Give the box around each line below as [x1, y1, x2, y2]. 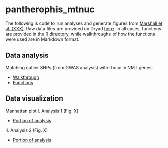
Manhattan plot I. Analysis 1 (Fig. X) [5, 108, 79, 114]
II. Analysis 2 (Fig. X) [5, 127, 48, 133]
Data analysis [5, 51, 49, 60]
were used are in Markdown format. [5, 36, 80, 42]
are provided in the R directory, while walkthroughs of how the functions [5, 31, 155, 37]
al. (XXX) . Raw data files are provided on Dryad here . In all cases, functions [5, 25, 162, 31]
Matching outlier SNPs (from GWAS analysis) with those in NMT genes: [5, 64, 153, 70]
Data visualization [5, 94, 63, 103]
